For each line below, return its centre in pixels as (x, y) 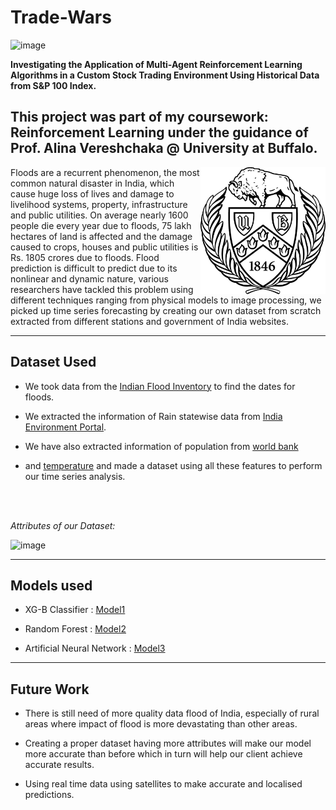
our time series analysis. (75, 476)
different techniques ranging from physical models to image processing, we (166, 300)
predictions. (49, 795)
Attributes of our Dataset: (63, 525)
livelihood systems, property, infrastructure (99, 204)
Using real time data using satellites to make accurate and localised (163, 784)
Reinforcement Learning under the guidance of (159, 132)
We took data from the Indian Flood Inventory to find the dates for (160, 386)
